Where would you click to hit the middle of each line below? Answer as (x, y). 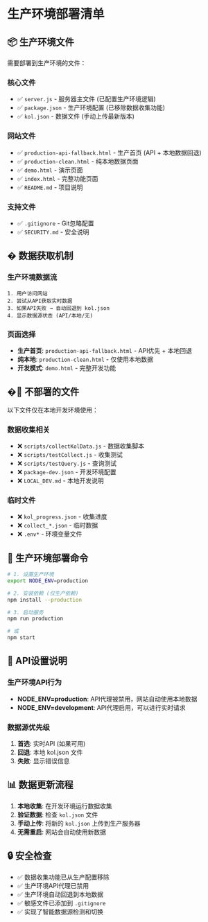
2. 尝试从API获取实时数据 (40, 301)
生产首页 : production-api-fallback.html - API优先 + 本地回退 (105, 350)
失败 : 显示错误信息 (43, 761)
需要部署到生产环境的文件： (47, 63)
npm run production (35, 619)
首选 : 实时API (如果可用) (51, 744)
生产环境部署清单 (56, 14)
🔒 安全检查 (29, 856)
